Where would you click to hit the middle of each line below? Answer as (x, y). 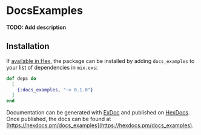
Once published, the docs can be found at (59, 119)
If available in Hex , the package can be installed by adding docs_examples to (100, 61)
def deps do (21, 78)
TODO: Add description (36, 27)
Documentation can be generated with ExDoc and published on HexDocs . (98, 113)
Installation (28, 46)
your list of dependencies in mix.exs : (52, 67)
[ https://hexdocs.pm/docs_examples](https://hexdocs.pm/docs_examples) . (100, 125)
